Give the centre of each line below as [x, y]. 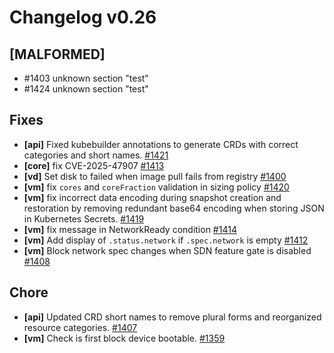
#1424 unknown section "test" [86, 89]
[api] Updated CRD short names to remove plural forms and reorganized [172, 317]
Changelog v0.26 [83, 17]
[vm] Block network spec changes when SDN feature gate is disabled [167, 250]
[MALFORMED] [57, 54]
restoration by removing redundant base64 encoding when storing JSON [174, 208]
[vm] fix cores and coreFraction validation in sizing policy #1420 [156, 187]
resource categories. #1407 [80, 327]
